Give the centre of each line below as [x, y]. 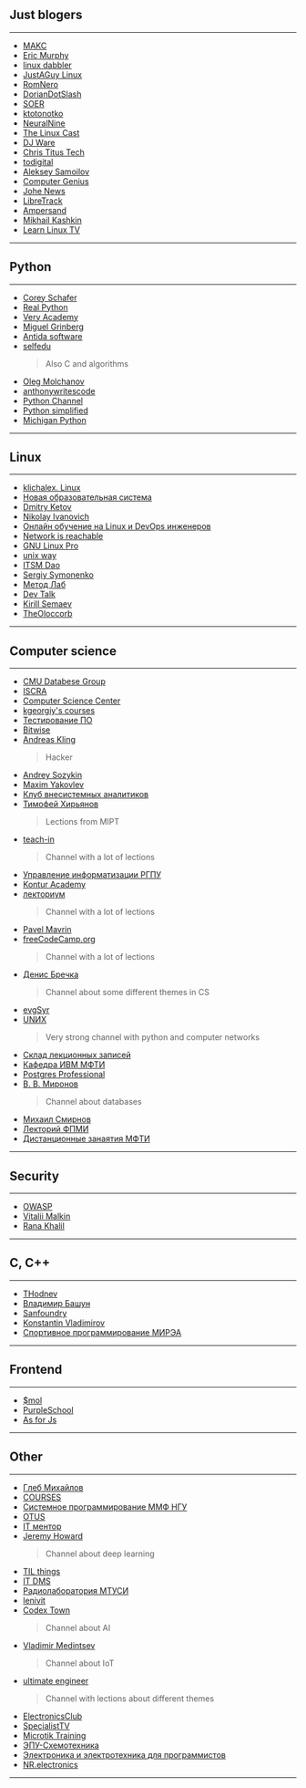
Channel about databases [94, 1102]
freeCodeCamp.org [59, 940]
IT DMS [37, 1581]
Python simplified [55, 411]
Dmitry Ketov [47, 507]
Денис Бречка [51, 974]
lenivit [34, 1600]
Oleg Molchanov [53, 381]
